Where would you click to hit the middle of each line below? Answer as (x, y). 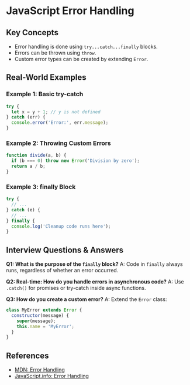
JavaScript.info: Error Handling (52, 376)
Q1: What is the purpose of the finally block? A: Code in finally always (94, 264)
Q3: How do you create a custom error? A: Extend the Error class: (87, 299)
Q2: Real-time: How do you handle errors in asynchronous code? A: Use (95, 282)
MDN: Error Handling (40, 370)
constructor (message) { (40, 315)
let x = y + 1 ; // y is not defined (56, 112)
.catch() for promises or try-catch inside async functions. (76, 288)
